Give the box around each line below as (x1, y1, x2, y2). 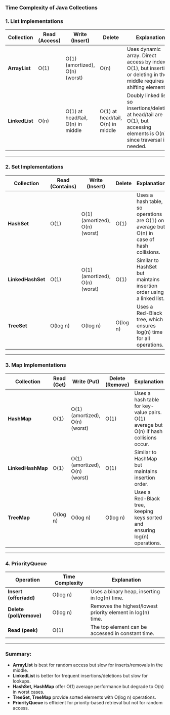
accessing (126, 124, 152, 131)
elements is (126, 130, 154, 137)
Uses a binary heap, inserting (90, 588, 160, 595)
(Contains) (50, 183, 77, 190)
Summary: (5, 651, 32, 658)
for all (136, 334, 150, 342)
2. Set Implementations (5, 163, 64, 171)
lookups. (12, 678, 31, 684)
